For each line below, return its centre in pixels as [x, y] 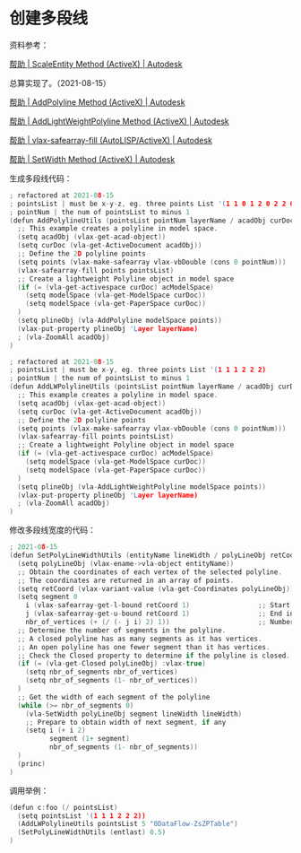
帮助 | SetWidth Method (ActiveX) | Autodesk [92, 159]
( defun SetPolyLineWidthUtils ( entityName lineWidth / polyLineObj [138, 556]
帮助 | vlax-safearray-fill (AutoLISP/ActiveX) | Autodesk [111, 140]
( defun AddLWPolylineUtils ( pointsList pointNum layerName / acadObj [142, 387]
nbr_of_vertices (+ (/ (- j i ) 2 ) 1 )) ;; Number [160, 622]
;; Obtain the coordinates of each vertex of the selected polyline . [150, 572]
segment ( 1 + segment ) [89, 739]
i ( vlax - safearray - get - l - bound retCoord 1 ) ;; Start [158, 605]
